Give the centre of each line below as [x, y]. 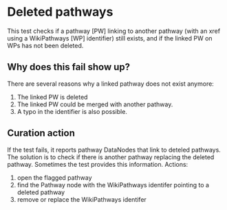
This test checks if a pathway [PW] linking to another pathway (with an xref [114, 31]
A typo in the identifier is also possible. [72, 111]
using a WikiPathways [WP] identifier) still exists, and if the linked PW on [110, 38]
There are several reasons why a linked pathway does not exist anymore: [111, 84]
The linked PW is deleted [52, 97]
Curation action [41, 133]
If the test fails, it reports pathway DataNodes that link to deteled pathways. [114, 150]
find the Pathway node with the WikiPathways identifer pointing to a [113, 185]
